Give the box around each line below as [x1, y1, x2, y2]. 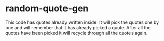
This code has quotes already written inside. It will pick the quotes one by [5, 19, 159, 25]
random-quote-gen [5, 3, 89, 14]
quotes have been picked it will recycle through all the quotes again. [5, 30, 148, 36]
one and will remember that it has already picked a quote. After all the [5, 24, 151, 30]
